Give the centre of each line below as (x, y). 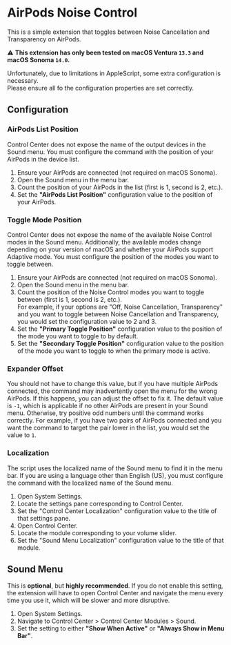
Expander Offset (35, 369)
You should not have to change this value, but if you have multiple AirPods (113, 384)
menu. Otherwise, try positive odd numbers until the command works (106, 413)
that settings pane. (44, 518)
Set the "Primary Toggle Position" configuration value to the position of (120, 329)
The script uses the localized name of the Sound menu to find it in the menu (115, 468)
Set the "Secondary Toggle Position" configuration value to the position (120, 343)
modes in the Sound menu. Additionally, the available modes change (104, 242)
